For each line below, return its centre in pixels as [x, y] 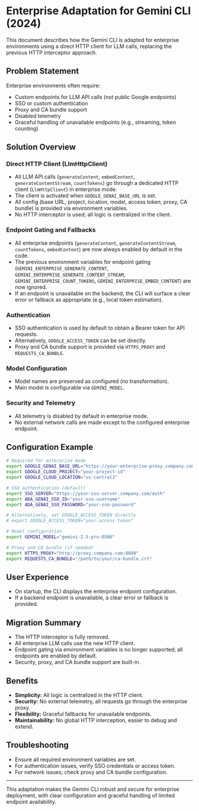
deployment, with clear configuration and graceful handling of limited [91, 795]
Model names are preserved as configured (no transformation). [92, 381]
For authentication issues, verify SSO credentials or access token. [95, 765]
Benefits [22, 681]
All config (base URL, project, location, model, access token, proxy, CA [101, 202]
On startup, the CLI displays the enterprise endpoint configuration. [96, 592]
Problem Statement [43, 71]
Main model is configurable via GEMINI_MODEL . [70, 388]
